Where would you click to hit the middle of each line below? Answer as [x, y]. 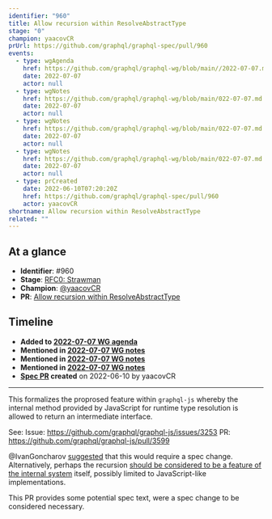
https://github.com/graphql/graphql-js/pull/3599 [89, 441]
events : [21, 53]
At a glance [38, 251]
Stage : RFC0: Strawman [60, 280]
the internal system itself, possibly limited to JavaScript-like [107, 473]
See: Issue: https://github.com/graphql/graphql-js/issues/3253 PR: [119, 432]
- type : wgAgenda [45, 61]
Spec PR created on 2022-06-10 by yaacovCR [98, 376]
